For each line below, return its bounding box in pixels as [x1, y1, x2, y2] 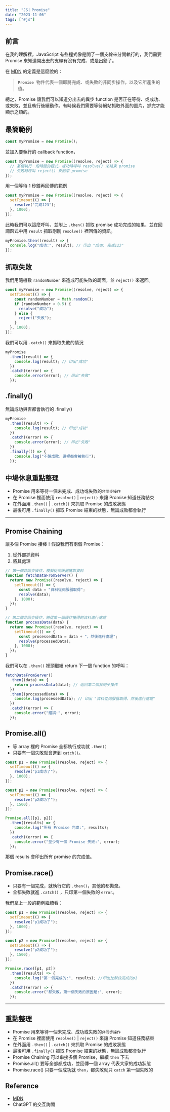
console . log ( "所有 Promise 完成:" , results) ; [14, 825, 109, 830]
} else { [14, 311, 33, 316]
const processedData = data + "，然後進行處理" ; [18, 634, 118, 639]
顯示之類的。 [5, 109, 32, 115]
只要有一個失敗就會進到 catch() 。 [12, 750, 83, 756]
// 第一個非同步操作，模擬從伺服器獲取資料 [5, 568, 84, 573]
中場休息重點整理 [5, 474, 59, 483]
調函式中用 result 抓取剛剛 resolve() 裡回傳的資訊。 [5, 228, 115, 234]
